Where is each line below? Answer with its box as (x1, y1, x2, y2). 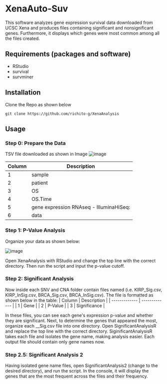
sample (31, 171, 49, 178)
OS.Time (31, 196, 52, 203)
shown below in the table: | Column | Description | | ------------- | (5, 297, 141, 303)
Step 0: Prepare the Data (5, 139, 66, 146)
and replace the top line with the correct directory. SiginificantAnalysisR (5, 328, 153, 334)
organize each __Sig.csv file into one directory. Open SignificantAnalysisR (5, 323, 157, 329)
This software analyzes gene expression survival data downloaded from (5, 19, 153, 25)
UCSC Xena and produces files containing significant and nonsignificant (5, 24, 154, 30)
